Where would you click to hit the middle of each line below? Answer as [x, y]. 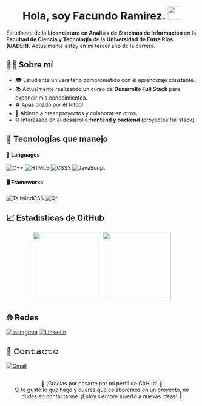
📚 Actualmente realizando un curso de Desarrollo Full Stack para [98, 89]
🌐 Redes [23, 318]
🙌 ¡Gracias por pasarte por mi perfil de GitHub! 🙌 [102, 384]
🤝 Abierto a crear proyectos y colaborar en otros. [76, 113]
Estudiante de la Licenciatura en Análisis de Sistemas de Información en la [101, 33]
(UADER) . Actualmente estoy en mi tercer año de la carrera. [81, 46]
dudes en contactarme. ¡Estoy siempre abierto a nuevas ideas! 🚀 [102, 396]
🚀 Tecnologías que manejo [57, 139]
